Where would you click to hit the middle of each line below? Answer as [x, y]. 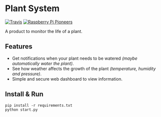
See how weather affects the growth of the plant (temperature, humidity [84, 68]
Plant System [32, 8]
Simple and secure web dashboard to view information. [67, 79]
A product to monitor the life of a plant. [44, 31]
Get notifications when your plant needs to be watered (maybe [75, 58]
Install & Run [24, 94]
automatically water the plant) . [43, 63]
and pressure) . [27, 74]
